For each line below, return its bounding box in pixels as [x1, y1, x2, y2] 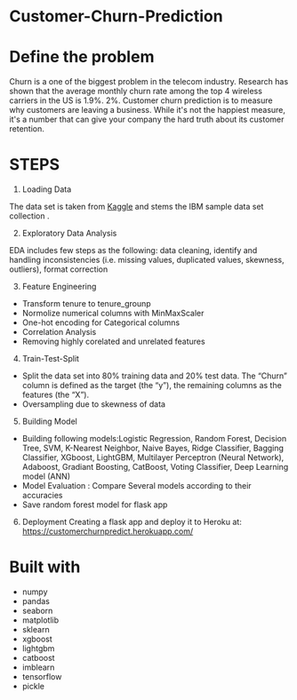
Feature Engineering [21, 282, 97, 292]
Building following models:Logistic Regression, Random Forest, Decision [21, 434, 287, 444]
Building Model [21, 416, 77, 427]
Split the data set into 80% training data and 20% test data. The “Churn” [21, 370, 287, 381]
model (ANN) [21, 471, 71, 481]
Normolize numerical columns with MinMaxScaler [21, 308, 205, 319]
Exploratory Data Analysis [21, 228, 117, 239]
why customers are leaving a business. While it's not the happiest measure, [9, 105, 286, 115]
